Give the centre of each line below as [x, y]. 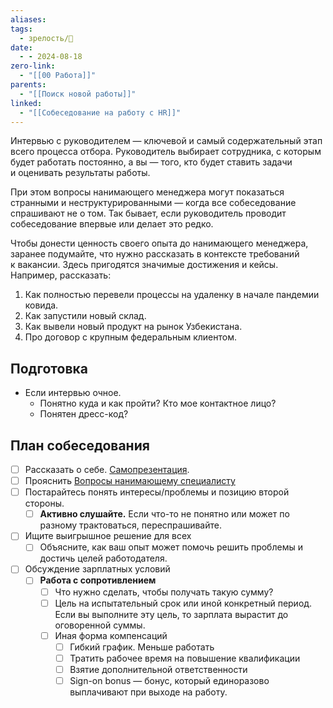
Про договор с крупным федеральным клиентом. [130, 337]
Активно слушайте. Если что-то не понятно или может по [164, 514]
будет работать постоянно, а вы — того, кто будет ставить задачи [151, 162]
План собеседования [80, 445]
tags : [21, 29]
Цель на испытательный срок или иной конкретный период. [183, 603]
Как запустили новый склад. [85, 316]
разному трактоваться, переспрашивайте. [130, 525]
